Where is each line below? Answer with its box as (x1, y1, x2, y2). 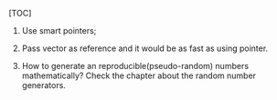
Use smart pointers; (21, 25, 97, 35)
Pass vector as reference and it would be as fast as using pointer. (21, 43, 269, 54)
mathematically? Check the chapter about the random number (21, 70, 257, 81)
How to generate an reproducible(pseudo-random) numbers (21, 61, 249, 71)
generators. (21, 80, 66, 90)
